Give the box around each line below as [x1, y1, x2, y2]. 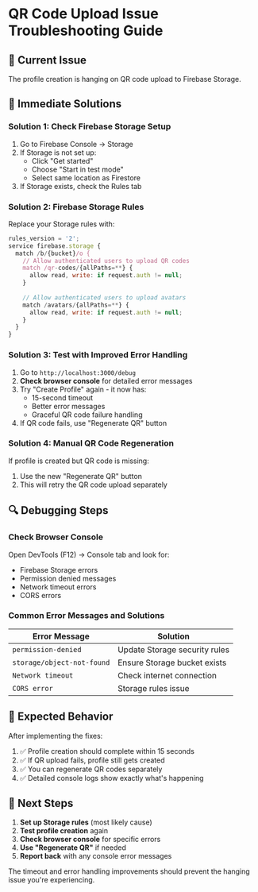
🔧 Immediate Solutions [8, 97, 122, 111]
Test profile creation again [19, 826, 109, 836]
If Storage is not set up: [19, 148, 97, 157]
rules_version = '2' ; [8, 234, 80, 242]
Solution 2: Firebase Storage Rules [8, 201, 144, 212]
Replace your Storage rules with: [8, 219, 115, 229]
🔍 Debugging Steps [8, 504, 109, 517]
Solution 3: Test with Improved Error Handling [8, 349, 188, 361]
